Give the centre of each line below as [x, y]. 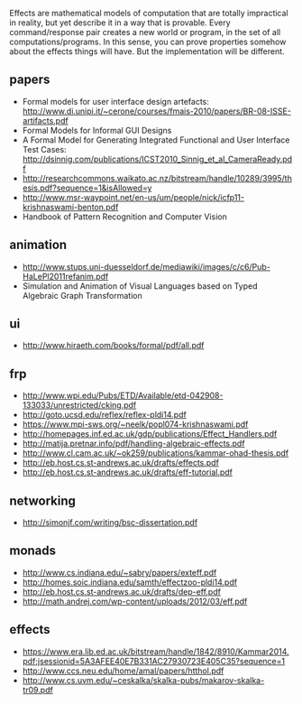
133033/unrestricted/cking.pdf [79, 405]
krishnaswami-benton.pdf [70, 207]
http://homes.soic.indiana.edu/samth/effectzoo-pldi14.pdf [129, 582]
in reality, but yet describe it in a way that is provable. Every [120, 23]
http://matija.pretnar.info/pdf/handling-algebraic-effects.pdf [133, 444]
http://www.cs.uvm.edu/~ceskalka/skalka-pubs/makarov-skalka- [143, 680]
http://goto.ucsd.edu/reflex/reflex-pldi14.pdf [104, 415]
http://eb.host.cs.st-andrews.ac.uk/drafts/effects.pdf [120, 463]
